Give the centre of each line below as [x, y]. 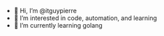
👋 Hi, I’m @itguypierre [45, 11]
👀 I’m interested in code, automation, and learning [85, 18]
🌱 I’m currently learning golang [58, 25]
